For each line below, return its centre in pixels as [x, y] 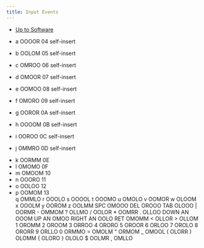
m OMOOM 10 [33, 173]
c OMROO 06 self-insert [46, 65]
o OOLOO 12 [31, 186]
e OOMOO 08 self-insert [46, 89]
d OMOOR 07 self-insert [46, 77]
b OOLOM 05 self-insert [46, 53]
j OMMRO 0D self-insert [46, 148]
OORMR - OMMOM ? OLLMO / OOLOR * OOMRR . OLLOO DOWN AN [102, 212]
